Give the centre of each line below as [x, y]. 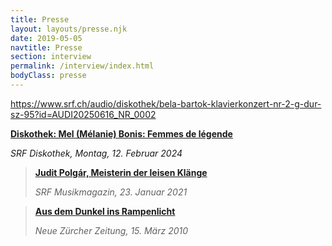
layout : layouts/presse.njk [69, 29]
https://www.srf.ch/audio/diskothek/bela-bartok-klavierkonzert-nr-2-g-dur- [166, 103]
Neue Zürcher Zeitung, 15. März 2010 [111, 230]
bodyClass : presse [48, 76]
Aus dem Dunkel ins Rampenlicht [105, 211]
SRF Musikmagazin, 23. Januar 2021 [111, 192]
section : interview [51, 57]
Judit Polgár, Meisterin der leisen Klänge [121, 172]
